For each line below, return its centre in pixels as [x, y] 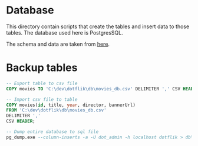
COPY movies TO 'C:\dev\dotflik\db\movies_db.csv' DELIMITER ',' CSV [93, 89]
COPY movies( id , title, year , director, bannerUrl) [71, 105]
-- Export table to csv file [42, 83]
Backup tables [42, 68]
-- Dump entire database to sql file [52, 132]
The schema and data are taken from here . [58, 44]
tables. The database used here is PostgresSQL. [65, 32]
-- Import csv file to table [42, 99]
